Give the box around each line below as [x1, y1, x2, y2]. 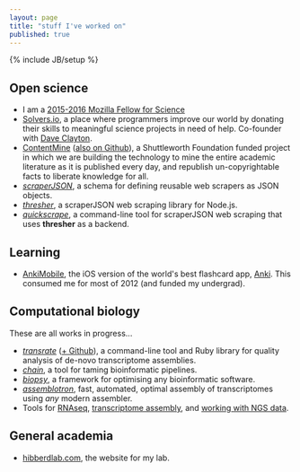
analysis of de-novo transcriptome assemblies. [22, 354, 197, 365]
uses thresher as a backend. [22, 219, 130, 230]
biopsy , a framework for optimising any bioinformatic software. [22, 373, 256, 384]
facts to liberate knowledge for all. [22, 171, 149, 182]
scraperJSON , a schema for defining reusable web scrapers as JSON [22, 180, 279, 191]
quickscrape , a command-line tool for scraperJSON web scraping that [22, 209, 283, 220]
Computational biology [9, 304, 141, 319]
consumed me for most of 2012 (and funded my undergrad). [22, 278, 245, 288]
